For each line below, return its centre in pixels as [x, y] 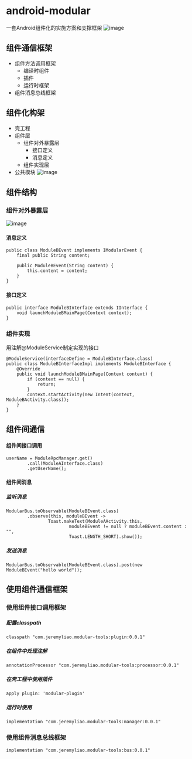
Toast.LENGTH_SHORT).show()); [106, 537]
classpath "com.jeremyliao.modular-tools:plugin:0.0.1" [76, 637]
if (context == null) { [56, 379]
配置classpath [24, 622]
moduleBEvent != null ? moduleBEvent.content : [128, 527]
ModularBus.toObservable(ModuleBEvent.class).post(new [74, 565]
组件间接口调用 [24, 445]
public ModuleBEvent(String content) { [65, 266]
